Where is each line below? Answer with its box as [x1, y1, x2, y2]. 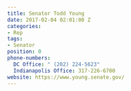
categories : [7, 23, 41, 29]
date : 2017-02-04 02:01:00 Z [7, 16, 91, 23]
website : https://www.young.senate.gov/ [7, 73, 125, 81]
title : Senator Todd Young [7, 10, 85, 17]
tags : [7, 36, 23, 42]
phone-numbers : [7, 55, 51, 62]
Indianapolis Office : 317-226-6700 [13, 67, 116, 74]
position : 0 [7, 49, 41, 55]
